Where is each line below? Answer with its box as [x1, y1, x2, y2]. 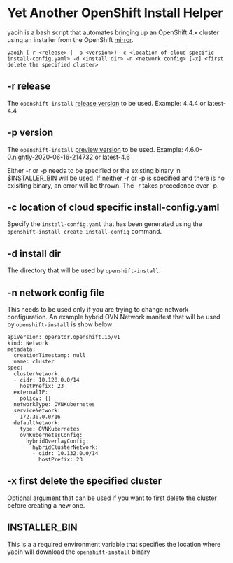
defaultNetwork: [13, 419, 61, 426]
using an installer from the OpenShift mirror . [7, 35, 134, 43]
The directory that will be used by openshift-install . [7, 266, 161, 274]
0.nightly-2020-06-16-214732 [7, 153, 93, 161]
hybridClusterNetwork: [32, 444, 99, 451]
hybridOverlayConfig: [25, 438, 90, 445]
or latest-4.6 [94, 153, 131, 161]
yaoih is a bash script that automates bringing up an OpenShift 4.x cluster [7, 28, 219, 36]
